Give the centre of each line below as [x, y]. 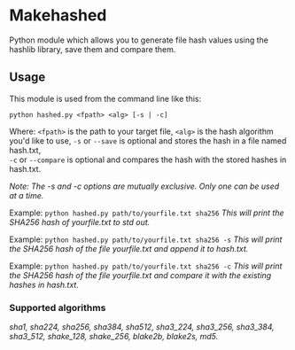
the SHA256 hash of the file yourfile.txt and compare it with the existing [140, 275]
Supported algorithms [58, 307]
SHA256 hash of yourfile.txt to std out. [80, 222]
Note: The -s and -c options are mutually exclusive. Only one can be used [144, 186]
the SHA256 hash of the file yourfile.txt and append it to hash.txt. [129, 248]
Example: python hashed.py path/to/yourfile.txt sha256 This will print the [147, 213]
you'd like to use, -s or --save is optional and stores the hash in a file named [148, 140]
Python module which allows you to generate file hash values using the [139, 40]
